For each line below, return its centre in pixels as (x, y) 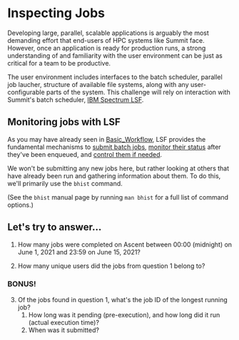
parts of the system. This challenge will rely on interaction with (138, 92)
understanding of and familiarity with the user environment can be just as (115, 56)
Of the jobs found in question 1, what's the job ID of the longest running (123, 299)
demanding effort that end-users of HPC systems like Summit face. (106, 40)
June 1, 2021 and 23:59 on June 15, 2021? (79, 252)
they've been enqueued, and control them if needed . (85, 154)
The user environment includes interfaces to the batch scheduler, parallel (115, 77)
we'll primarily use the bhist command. (65, 183)
